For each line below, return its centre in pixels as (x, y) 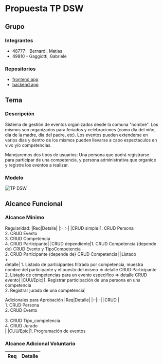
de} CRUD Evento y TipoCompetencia (43, 249)
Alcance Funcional (34, 204)
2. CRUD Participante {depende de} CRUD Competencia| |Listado (71, 254)
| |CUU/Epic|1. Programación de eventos (45, 331)
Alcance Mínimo (25, 218)
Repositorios (20, 69)
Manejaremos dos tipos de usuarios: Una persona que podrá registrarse (77, 155)
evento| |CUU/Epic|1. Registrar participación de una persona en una (73, 280)
